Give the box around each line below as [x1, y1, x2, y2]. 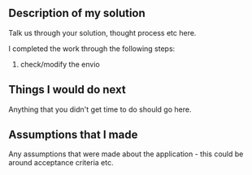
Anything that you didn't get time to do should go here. [8, 105, 192, 114]
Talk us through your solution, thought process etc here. [8, 28, 197, 37]
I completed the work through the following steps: [8, 44, 176, 53]
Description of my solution [8, 6, 146, 20]
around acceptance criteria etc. [8, 158, 114, 168]
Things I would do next [8, 83, 126, 96]
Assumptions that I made [8, 128, 138, 142]
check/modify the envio [20, 59, 100, 69]
